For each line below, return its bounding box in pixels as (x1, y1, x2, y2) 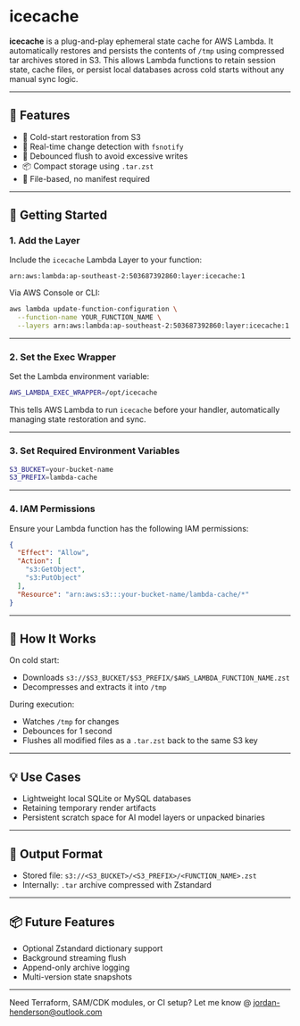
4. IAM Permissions (9, 502, 96, 515)
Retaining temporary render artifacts (21, 803, 156, 814)
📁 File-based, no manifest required (21, 173, 150, 184)
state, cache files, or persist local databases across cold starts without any (9, 64, 285, 75)
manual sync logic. (9, 73, 79, 84)
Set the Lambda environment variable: (9, 371, 150, 382)
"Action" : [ (17, 557, 62, 566)
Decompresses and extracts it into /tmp (21, 682, 167, 692)
